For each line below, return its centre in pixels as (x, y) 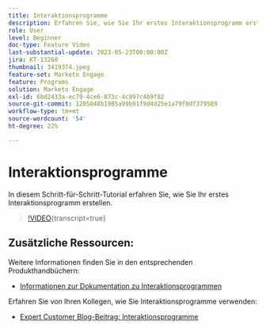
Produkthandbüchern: (44, 270)
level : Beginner (35, 38)
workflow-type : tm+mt (44, 112)
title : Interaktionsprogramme (58, 15)
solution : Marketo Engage (51, 89)
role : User (26, 30)
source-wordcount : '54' (47, 119)
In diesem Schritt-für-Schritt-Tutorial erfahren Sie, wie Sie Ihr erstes (119, 194)
